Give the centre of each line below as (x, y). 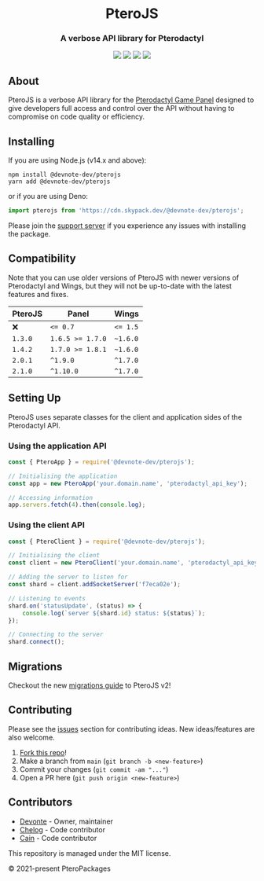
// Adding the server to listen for (68, 577)
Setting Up (35, 398)
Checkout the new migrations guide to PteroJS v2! (90, 685)
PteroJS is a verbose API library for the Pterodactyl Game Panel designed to (131, 100)
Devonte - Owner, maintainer (66, 821)
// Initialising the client (54, 556)
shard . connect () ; (37, 642)
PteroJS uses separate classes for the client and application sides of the (125, 417)
